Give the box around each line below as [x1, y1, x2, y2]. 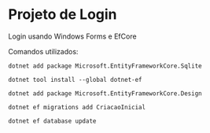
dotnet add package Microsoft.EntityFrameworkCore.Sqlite [8, 61, 202, 70]
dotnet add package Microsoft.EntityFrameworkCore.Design [8, 89, 202, 98]
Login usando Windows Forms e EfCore [8, 31, 137, 41]
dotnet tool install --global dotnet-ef [8, 76, 143, 83]
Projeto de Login [8, 6, 117, 24]
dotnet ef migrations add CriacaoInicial [8, 103, 146, 111]
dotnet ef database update [8, 116, 97, 125]
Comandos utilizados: [8, 46, 79, 56]
